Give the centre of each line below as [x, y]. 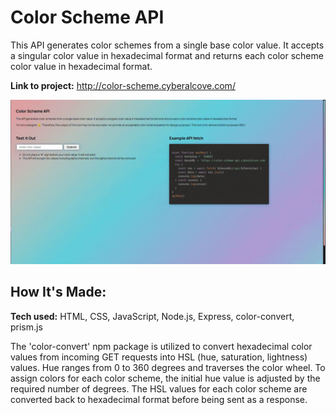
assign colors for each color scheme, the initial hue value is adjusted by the [165, 378]
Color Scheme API [87, 17]
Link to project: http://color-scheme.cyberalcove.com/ [123, 85]
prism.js [26, 327]
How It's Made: [58, 292]
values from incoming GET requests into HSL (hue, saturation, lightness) [159, 357]
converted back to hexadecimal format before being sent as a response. [159, 399]
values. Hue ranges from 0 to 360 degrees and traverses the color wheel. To [168, 367]
